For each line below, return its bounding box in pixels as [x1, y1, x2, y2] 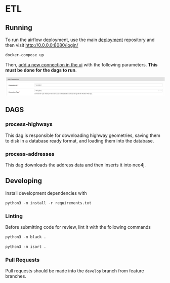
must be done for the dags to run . [5, 67, 77, 73]
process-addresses [5, 150, 55, 157]
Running [5, 23, 33, 32]
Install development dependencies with [5, 190, 87, 196]
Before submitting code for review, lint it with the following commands [5, 224, 151, 230]
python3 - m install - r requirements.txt [5, 200, 92, 205]
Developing [5, 176, 42, 185]
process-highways [5, 121, 53, 128]
